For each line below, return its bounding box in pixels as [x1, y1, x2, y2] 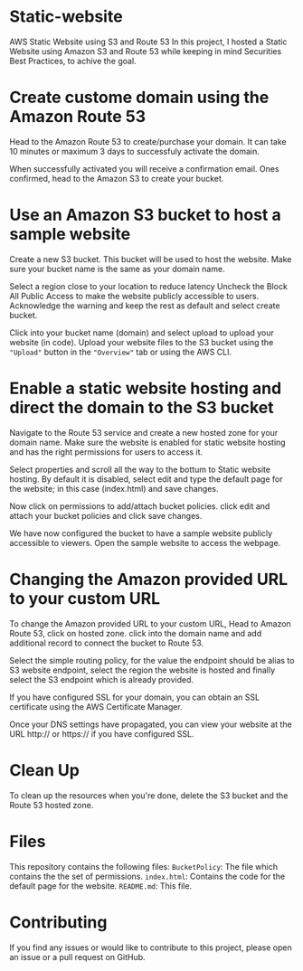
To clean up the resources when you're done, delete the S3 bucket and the [9, 789, 289, 801]
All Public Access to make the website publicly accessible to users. [9, 290, 260, 301]
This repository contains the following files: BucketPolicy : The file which [9, 861, 279, 872]
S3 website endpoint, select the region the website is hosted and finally [9, 665, 276, 675]
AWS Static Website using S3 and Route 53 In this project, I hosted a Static [9, 36, 288, 47]
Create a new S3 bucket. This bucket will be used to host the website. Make [9, 253, 292, 264]
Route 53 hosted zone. [9, 799, 94, 810]
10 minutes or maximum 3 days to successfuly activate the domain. [9, 146, 260, 156]
